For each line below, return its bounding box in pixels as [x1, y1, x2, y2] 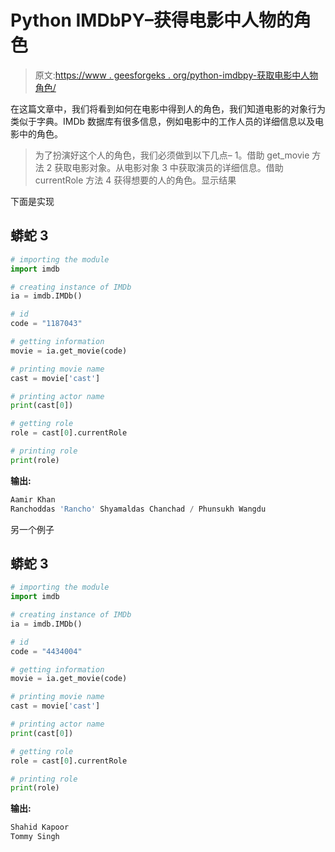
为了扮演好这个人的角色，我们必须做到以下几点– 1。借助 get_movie [34, 149, 310, 161]
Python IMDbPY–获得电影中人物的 [10, 9, 294, 32]
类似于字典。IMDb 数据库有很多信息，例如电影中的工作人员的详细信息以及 [10, 115, 316, 127]
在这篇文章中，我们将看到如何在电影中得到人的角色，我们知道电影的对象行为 [10, 102, 326, 115]
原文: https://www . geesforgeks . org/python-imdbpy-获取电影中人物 [34, 69, 319, 81]
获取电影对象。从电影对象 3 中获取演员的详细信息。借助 [54, 161, 284, 173]
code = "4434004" [10, 646, 83, 656]
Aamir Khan [10, 494, 56, 505]
